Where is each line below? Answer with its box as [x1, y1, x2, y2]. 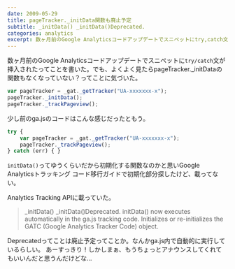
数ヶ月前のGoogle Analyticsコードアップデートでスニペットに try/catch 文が [7, 57, 226, 65]
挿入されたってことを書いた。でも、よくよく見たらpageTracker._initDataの [7, 65, 222, 73]
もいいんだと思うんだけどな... [7, 254, 92, 263]
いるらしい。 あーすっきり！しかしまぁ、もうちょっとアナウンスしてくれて [7, 245, 222, 254]
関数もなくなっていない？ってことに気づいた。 [7, 74, 142, 82]
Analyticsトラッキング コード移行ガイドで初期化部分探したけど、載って [7, 170, 213, 178]
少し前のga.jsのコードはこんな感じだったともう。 [7, 114, 149, 122]
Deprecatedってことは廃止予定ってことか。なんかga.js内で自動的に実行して [7, 237, 226, 245]
